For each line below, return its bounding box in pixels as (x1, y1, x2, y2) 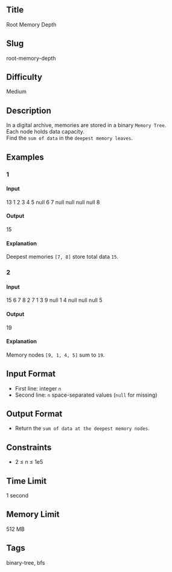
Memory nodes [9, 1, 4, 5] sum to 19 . (6, 351, 105, 359)
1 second (6, 492, 29, 499)
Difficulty (6, 72, 42, 82)
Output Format (6, 408, 63, 419)
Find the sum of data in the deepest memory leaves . (6, 134, 133, 141)
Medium (6, 88, 27, 96)
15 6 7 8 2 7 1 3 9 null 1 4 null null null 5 (6, 296, 103, 304)
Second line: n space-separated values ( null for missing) (14, 391, 158, 398)
